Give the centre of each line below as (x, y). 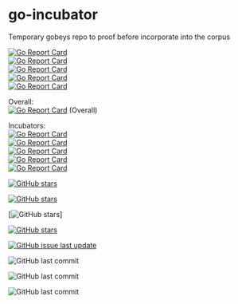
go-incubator (53, 15)
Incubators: (27, 125)
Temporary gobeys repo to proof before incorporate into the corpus (119, 37)
